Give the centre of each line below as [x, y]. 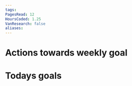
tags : [11, 10]
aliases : [14, 28]
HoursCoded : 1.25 [23, 19]
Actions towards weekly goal [66, 53]
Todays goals [33, 76]
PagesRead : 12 [20, 14]
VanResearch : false [25, 24]
